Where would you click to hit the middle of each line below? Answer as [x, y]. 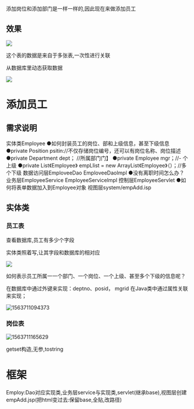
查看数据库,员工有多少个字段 [40, 240]
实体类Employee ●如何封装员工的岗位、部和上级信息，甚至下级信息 [88, 143]
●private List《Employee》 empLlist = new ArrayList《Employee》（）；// [99, 165]
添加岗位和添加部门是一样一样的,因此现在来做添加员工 [71, 9]
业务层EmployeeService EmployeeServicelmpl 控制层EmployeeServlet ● [94, 180]
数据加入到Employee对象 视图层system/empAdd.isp [89, 187]
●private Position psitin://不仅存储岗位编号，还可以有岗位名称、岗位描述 [93, 150]
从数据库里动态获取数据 [34, 68]
